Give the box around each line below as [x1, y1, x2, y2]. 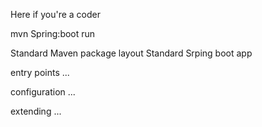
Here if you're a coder [10, 9, 102, 20]
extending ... [10, 105, 62, 117]
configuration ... [10, 86, 76, 98]
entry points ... [10, 67, 70, 78]
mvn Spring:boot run [10, 28, 96, 39]
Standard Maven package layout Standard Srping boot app [10, 47, 253, 59]
